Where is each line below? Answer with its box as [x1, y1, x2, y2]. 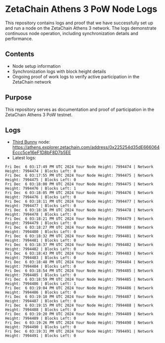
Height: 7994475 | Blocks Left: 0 [5, 177, 77, 183]
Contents [5, 50, 35, 58]
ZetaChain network [12, 79, 52, 85]
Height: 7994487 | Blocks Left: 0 [5, 298, 77, 304]
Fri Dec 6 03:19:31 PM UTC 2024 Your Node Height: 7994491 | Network [5, 329, 154, 334]
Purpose [5, 93, 32, 102]
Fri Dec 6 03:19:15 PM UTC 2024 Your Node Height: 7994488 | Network [5, 303, 154, 308]
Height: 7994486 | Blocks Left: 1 [5, 281, 77, 287]
